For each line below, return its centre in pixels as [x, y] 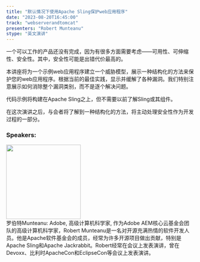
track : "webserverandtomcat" [42, 23]
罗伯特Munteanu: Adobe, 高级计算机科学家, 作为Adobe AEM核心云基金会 [95, 223]
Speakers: [21, 135]
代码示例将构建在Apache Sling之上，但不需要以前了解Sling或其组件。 [91, 99]
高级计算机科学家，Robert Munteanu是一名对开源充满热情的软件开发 [100, 230]
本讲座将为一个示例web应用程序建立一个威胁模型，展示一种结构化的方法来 [97, 71]
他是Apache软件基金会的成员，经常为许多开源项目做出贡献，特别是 [99, 238]
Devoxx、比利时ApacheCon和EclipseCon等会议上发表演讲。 [80, 253]
